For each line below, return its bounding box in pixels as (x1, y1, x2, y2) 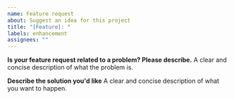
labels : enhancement (7, 29, 68, 37)
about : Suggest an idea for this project (7, 17, 131, 24)
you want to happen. (7, 84, 67, 93)
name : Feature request (7, 10, 74, 18)
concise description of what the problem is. (7, 63, 134, 72)
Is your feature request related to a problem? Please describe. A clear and (7, 55, 227, 64)
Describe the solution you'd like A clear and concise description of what (7, 77, 220, 85)
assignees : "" (7, 37, 49, 44)
